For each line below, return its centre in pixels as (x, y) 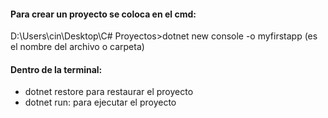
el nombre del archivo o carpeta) (77, 47)
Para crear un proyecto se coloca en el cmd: (103, 14)
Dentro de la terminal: (56, 69)
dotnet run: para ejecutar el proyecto (100, 102)
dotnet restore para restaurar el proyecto (109, 92)
